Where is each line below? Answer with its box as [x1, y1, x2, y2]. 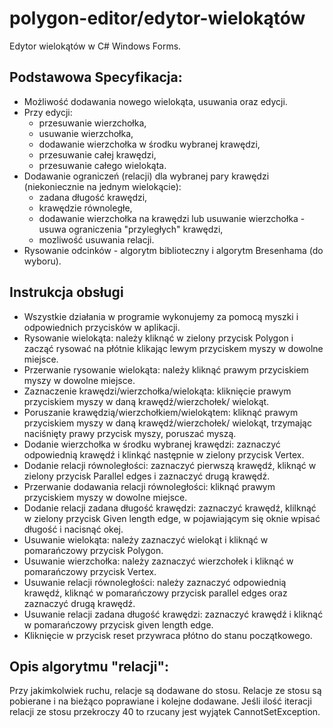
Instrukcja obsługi [9, 284, 124, 301]
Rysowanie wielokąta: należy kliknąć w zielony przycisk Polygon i [23, 332, 294, 344]
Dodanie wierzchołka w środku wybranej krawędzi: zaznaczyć [23, 438, 281, 450]
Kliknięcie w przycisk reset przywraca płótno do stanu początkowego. [23, 629, 313, 641]
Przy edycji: [23, 106, 73, 118]
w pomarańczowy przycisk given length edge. [23, 618, 214, 631]
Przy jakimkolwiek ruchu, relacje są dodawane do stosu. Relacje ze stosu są [9, 685, 322, 697]
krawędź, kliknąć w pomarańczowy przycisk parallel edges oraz [23, 587, 288, 599]
